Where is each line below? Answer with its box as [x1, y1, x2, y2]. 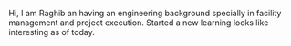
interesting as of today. [8, 27, 95, 37]
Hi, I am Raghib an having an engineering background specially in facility [8, 8, 282, 18]
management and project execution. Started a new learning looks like [8, 17, 269, 28]
